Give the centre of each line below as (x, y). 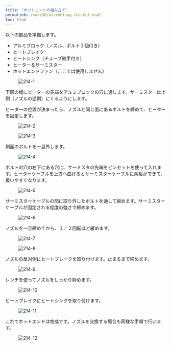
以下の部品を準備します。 (32, 35)
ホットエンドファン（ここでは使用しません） (60, 71)
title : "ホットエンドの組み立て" (36, 10)
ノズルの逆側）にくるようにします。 (52, 98)
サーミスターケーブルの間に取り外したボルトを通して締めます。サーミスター (86, 201)
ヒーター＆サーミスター (37, 65)
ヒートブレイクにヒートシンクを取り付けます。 (54, 301)
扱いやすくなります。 (28, 180)
